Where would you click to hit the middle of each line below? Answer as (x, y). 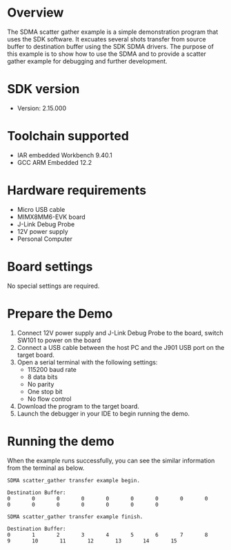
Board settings (50, 266)
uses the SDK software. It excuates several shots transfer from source (107, 39)
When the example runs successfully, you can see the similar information (111, 460)
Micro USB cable (41, 209)
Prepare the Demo (60, 314)
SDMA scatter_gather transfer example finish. (75, 517)
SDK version (43, 89)
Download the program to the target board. (78, 406)
